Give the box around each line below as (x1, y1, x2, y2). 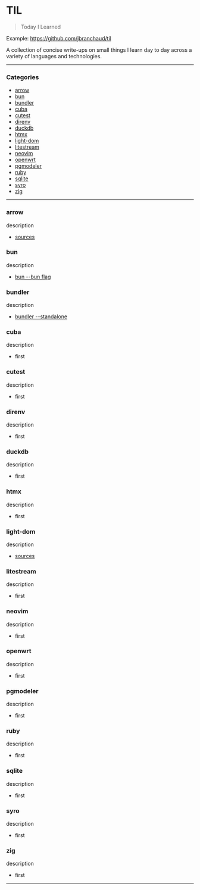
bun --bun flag (14, 273, 51, 280)
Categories (6, 73, 39, 81)
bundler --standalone (14, 313, 67, 320)
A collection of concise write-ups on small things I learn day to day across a (6, 46, 192, 54)
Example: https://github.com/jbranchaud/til (6, 35, 111, 42)
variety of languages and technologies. (6, 52, 102, 59)
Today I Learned (20, 23, 61, 30)
